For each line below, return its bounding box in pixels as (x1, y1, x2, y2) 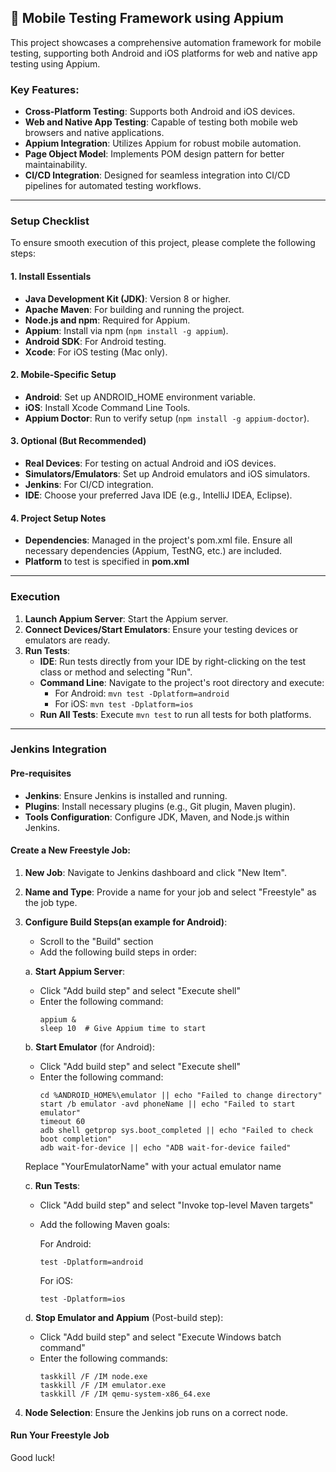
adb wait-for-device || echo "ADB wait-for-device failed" (39, 1142, 292, 1153)
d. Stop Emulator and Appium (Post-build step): (24, 1311, 224, 1323)
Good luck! (10, 1452, 56, 1464)
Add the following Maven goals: (39, 1218, 171, 1230)
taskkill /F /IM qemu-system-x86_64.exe (39, 1389, 211, 1399)
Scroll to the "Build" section (39, 935, 154, 947)
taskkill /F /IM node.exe (39, 1371, 148, 1381)
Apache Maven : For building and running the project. (24, 303, 245, 315)
